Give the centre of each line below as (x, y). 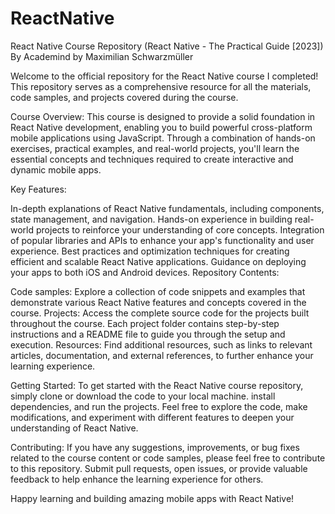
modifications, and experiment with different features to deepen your (152, 417)
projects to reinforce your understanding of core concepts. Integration (180, 229)
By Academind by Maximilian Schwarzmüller (102, 56)
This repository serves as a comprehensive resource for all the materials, (161, 86)
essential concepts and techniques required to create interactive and (152, 159)
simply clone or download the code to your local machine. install (143, 396)
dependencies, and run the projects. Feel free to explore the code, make (159, 406)
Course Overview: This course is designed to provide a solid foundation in (163, 116)
